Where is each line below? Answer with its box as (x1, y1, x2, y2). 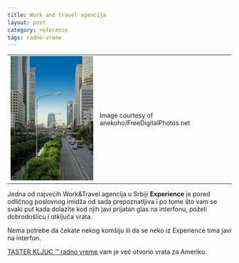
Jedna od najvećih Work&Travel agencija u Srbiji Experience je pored (7, 189, 211, 198)
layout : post (7, 18, 46, 26)
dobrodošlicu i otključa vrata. (7, 212, 92, 220)
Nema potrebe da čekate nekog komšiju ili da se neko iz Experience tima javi (7, 226, 232, 235)
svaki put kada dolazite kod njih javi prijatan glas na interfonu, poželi (7, 205, 208, 213)
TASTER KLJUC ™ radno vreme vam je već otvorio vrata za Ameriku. (7, 247, 208, 256)
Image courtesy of (99, 111, 154, 119)
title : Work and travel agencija (7, 11, 107, 18)
